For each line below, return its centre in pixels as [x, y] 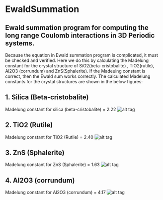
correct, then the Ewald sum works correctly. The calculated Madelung [78, 76]
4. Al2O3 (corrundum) [40, 180]
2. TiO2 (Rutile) [29, 125]
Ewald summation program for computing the [77, 28]
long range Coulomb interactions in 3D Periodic [80, 35]
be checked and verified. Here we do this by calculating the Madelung [77, 60]
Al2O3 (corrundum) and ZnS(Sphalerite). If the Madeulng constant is [75, 71]
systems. [20, 43]
